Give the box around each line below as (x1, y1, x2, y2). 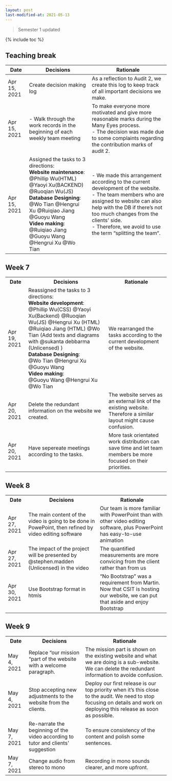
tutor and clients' (28, 739, 70, 747)
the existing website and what (85, 652, 157, 659)
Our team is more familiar (99, 504, 161, 512)
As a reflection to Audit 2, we (92, 75, 161, 82)
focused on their (108, 457, 148, 464)
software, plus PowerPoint (99, 524, 163, 531)
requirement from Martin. (99, 579, 160, 586)
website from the (28, 699, 70, 706)
